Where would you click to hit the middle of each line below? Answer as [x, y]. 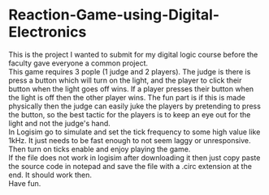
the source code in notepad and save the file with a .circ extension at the [130, 166]
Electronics [48, 32]
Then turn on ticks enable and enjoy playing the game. [100, 149]
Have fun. [25, 183]
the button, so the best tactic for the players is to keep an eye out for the [130, 114]
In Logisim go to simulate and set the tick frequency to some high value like [134, 132]
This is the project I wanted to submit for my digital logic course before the [133, 54]
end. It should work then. [50, 175]
